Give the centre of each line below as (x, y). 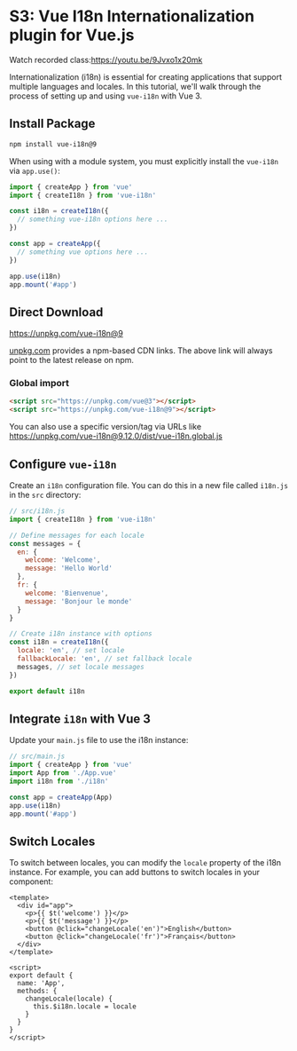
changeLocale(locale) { (69, 999)
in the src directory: (45, 495)
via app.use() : (35, 170)
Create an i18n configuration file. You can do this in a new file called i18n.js (148, 486)
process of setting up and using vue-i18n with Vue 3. (106, 96)
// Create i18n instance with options (81, 634)
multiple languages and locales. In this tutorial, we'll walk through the (135, 86)
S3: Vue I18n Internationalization (132, 16)
